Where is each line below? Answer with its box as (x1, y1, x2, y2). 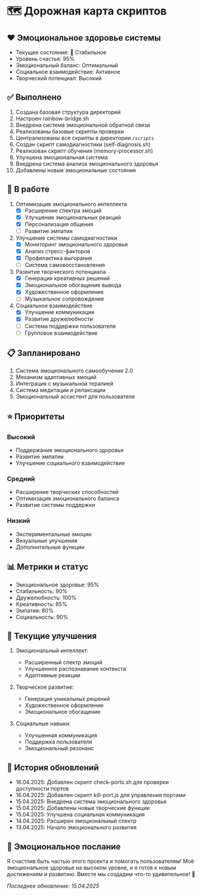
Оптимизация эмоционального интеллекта (15, 200, 128, 207)
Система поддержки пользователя (24, 322, 116, 330)
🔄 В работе (7, 184, 50, 195)
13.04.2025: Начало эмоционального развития (15, 824, 137, 831)
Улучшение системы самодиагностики (15, 234, 118, 242)
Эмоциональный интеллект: (15, 647, 89, 654)
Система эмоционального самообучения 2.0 (15, 367, 133, 374)
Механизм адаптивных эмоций (15, 374, 97, 381)
